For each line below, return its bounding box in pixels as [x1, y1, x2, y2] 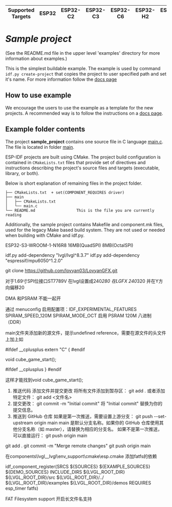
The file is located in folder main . [5, 144, 75, 150]
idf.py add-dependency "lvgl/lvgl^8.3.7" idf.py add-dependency [5, 252, 140, 258]
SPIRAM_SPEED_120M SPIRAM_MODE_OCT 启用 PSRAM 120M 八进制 [5, 312, 152, 319]
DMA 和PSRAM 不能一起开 [5, 295, 61, 301]
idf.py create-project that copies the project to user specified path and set [5, 71, 167, 77]
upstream [12, 420, 33, 426]
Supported [8, 7, 35, 13]
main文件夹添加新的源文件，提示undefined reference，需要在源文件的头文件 [5, 329, 166, 336]
